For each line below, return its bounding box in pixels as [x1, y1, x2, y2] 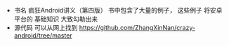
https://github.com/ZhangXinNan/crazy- [79, 24, 195, 31]
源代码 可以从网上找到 [13, 24, 78, 31]
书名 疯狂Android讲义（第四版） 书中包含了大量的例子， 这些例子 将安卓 [13, 6, 223, 14]
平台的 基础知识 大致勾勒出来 [13, 15, 98, 23]
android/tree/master [13, 31, 72, 40]
